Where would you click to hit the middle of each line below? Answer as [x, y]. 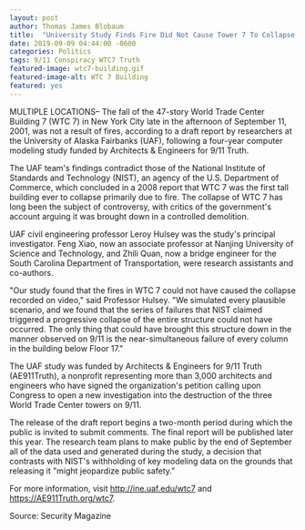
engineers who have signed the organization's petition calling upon [135, 385]
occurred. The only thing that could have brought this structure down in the [151, 329]
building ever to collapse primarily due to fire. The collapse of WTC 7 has [147, 197]
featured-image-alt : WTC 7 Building [79, 77]
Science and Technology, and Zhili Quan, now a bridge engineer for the [143, 253]
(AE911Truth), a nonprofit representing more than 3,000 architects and [141, 375]
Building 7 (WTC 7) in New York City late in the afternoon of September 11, [148, 121]
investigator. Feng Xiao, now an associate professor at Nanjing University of [152, 243]
